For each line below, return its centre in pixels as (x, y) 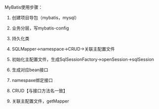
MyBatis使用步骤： (24, 7)
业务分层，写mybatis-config (40, 28)
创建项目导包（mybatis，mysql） (45, 18)
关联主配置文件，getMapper (40, 101)
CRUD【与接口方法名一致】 (40, 91)
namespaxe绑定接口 (32, 80)
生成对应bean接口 (30, 70)
